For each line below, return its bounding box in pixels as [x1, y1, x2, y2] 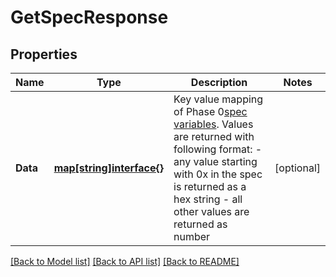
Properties [10, 46, 78, 63]
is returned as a [173, 180, 247, 193]
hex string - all [173, 192, 243, 206]
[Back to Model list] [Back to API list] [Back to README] [10, 256, 240, 267]
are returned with [173, 130, 255, 143]
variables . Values [173, 117, 254, 131]
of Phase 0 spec [173, 105, 248, 118]
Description [190, 76, 248, 89]
